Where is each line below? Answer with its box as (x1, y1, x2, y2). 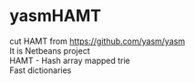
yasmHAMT (9, 5, 102, 26)
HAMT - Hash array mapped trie (9, 55, 130, 66)
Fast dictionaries (9, 65, 72, 76)
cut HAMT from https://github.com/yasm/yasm (9, 36, 185, 47)
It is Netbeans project (9, 45, 90, 56)
